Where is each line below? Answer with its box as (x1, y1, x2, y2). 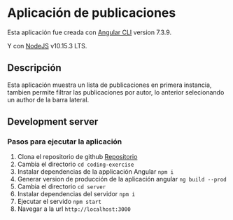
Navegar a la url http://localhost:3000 (17, 205, 131, 213)
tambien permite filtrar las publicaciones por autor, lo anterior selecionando (7, 88, 225, 96)
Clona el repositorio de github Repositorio (17, 153, 138, 161)
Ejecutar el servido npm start (17, 198, 101, 206)
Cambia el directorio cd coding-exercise (17, 160, 134, 169)
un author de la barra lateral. (7, 95, 90, 104)
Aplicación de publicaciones (7, 5, 176, 21)
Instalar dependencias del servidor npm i (17, 190, 135, 198)
